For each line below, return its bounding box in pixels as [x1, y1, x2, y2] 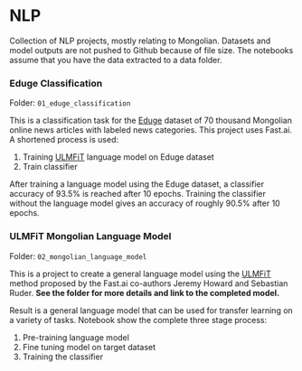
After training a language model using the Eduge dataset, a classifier [9, 179, 265, 190]
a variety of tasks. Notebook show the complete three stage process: [9, 314, 268, 325]
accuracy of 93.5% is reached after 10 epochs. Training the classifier [9, 189, 267, 199]
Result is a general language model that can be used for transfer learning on [9, 304, 294, 316]
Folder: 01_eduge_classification [9, 97, 131, 108]
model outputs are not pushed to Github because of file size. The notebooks [9, 44, 294, 55]
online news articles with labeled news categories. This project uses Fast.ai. [9, 125, 292, 135]
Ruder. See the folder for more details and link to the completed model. [9, 287, 280, 298]
